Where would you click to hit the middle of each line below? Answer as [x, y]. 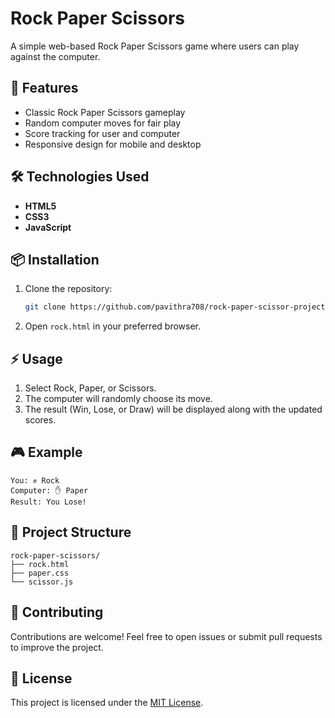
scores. [40, 420]
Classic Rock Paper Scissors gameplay [105, 112]
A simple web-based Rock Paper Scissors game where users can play [155, 46]
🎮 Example [46, 452]
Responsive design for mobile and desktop [113, 144]
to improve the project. [57, 647]
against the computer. [55, 56]
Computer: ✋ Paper [49, 490]
